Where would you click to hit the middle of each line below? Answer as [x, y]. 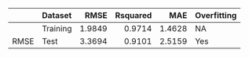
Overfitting [216, 15]
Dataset [57, 15]
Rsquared [134, 15]
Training [57, 28]
